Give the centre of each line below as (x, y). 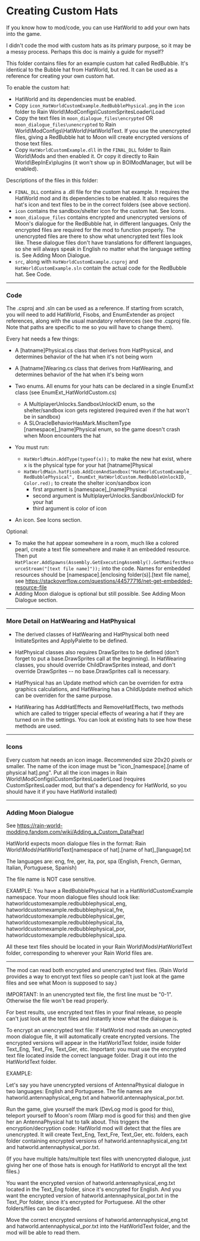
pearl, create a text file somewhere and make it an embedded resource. (102, 549)
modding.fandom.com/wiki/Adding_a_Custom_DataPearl (75, 832)
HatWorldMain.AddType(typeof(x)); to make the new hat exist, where (108, 459)
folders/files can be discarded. (44, 1208)
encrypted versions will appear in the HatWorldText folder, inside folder (93, 1043)
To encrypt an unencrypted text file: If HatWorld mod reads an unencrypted (99, 1030)
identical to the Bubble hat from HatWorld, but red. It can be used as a (92, 69)
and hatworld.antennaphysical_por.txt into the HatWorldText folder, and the (98, 1226)
